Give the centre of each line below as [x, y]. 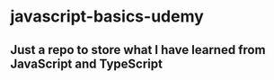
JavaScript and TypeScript [86, 63]
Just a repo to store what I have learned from [138, 50]
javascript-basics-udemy [107, 17]
